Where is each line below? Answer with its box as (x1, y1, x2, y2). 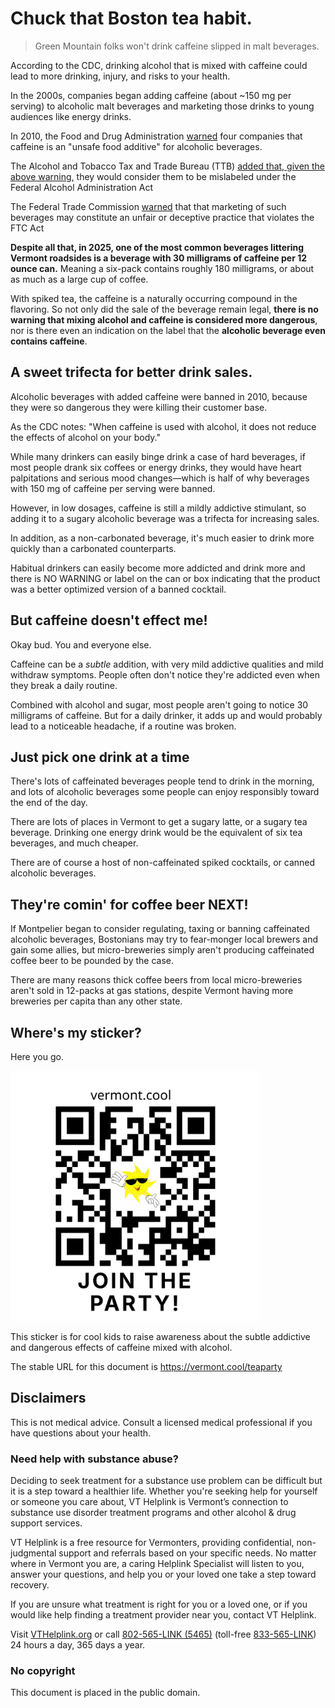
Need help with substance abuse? (10, 1452, 180, 1466)
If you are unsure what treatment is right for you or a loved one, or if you (10, 1598, 308, 1611)
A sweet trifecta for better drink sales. (10, 364, 253, 381)
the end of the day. (10, 797, 88, 809)
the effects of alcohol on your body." (10, 431, 161, 443)
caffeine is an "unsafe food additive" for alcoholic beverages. (10, 140, 263, 152)
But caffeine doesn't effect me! (10, 612, 208, 629)
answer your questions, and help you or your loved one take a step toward (10, 1568, 317, 1581)
